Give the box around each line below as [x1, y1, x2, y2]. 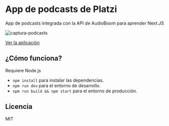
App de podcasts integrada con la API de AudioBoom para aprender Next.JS [5, 20, 164, 26]
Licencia [5, 102, 33, 111]
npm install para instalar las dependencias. [12, 77, 104, 83]
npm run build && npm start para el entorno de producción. [12, 88, 137, 94]
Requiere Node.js [5, 67, 41, 73]
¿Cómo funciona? [5, 54, 62, 63]
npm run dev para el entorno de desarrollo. [12, 82, 101, 88]
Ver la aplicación [5, 39, 40, 46]
